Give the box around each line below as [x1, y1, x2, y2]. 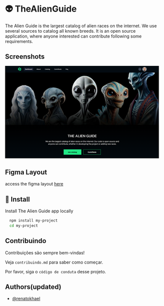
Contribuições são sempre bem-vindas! [5, 249, 85, 256]
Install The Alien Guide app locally [5, 208, 74, 214]
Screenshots [5, 53, 45, 61]
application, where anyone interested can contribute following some [5, 33, 142, 39]
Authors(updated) [5, 283, 61, 291]
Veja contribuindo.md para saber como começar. [5, 259, 103, 265]
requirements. [5, 38, 33, 44]
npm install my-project [9, 218, 58, 223]
